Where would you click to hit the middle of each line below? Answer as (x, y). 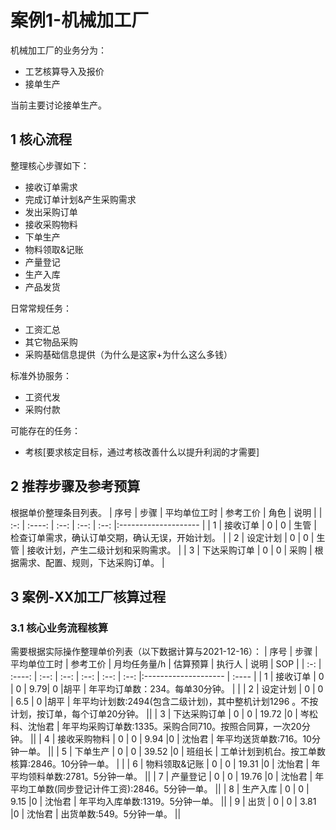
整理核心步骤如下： (50, 165)
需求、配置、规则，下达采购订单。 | (91, 562)
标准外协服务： (41, 375)
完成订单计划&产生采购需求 (80, 199)
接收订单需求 (51, 187)
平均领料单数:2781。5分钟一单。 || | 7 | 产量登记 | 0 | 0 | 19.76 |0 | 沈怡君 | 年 (167, 777)
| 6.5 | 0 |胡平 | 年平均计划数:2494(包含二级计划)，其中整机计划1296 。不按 (164, 702)
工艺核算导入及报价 (64, 71)
